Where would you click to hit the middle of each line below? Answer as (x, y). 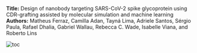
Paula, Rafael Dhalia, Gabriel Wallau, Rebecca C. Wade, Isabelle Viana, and (97, 27)
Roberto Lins (22, 33)
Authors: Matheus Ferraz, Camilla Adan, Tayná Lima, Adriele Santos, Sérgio (98, 21)
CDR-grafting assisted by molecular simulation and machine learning (90, 15)
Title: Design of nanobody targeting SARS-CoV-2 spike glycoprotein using (97, 8)
